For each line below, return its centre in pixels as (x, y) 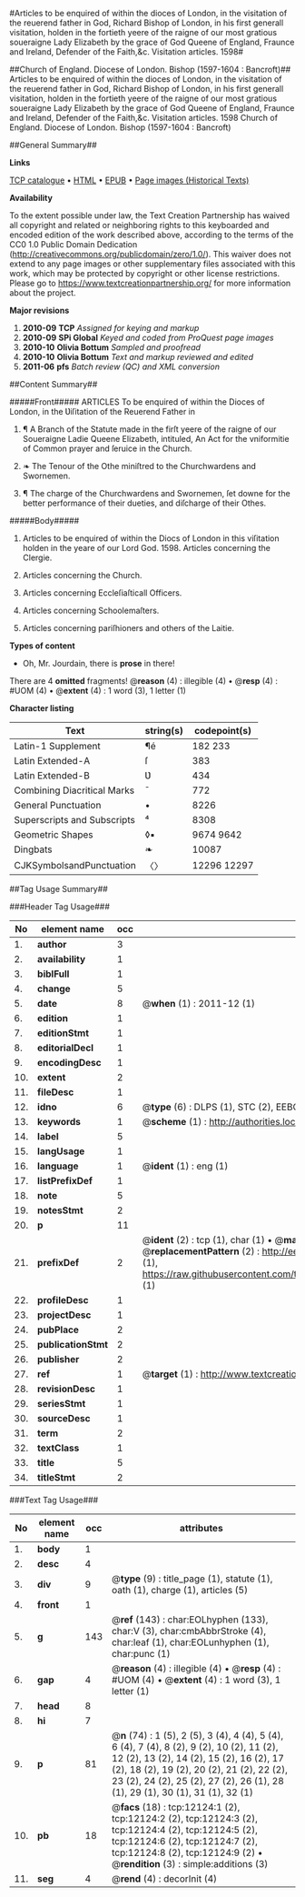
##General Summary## (53, 145)
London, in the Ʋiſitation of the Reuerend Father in (103, 412)
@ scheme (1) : (174, 1122)
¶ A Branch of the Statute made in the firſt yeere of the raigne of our (149, 429)
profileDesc (63, 1300)
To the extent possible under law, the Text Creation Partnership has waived (150, 216)
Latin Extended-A (52, 761)
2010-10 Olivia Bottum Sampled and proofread (112, 347)
